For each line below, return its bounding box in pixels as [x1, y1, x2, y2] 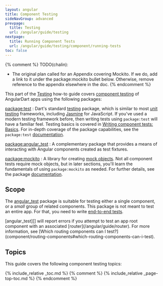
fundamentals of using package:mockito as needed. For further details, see [5, 166, 155, 172]
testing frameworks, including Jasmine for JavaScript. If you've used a [5, 110, 147, 116]
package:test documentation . [5, 132, 64, 137]
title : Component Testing [5, 12, 58, 17]
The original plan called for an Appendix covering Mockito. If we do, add [12, 71, 158, 77]
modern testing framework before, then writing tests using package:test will [5, 116, 158, 122]
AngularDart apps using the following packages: [5, 96, 102, 102]
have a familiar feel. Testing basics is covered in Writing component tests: [5, 121, 153, 127]
